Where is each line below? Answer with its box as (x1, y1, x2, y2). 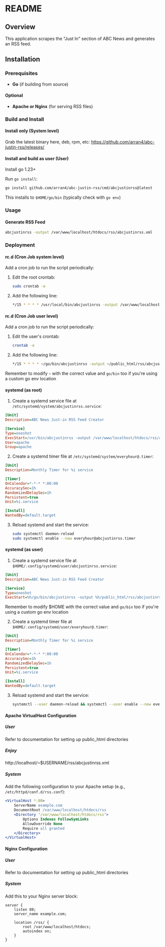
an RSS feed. (5, 41, 31, 47)
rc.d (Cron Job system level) (5, 254, 65, 259)
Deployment (5, 242, 35, 249)
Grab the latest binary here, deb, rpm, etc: (5, 139, 90, 145)
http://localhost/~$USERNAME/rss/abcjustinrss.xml (5, 760, 110, 766)
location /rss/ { (14, 920, 50, 925)
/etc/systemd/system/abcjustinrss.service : (12, 403, 102, 409)
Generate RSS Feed (5, 219, 46, 225)
